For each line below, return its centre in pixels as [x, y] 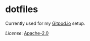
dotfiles [22, 9]
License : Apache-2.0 [27, 33]
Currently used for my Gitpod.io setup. [45, 23]
